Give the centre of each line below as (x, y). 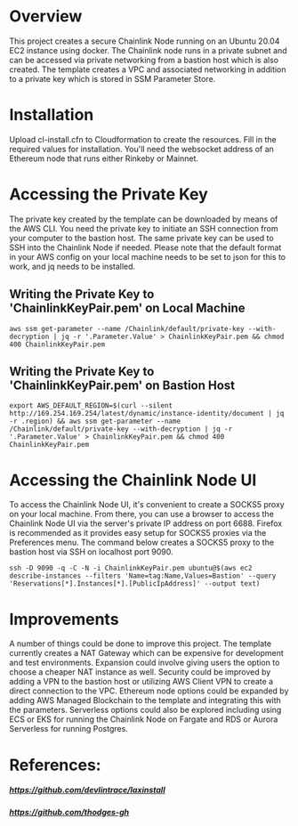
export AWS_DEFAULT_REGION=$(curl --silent (91, 406)
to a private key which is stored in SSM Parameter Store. (113, 78)
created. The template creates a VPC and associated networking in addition (148, 69)
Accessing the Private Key (109, 194)
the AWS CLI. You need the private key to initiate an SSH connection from (144, 228)
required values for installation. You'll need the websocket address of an (141, 149)
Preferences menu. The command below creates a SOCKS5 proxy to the (141, 543)
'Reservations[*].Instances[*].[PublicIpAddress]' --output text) (135, 584)
